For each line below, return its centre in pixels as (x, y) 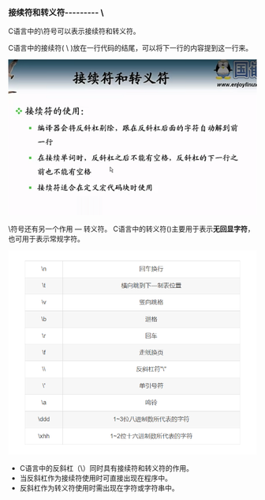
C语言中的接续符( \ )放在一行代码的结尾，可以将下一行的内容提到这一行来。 (131, 48)
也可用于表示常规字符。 (46, 239)
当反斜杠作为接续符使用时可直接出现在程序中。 (95, 478)
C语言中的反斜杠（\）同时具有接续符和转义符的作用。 (106, 468)
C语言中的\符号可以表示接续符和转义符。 (74, 31)
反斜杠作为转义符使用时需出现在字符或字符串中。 (99, 487)
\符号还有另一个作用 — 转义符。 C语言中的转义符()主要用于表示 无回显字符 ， (131, 229)
